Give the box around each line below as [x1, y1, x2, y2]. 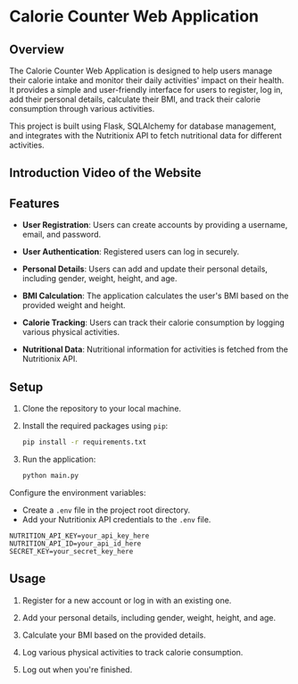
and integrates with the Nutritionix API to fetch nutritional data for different [9, 130, 283, 140]
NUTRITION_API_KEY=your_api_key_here [9, 531, 150, 540]
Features [9, 196, 60, 211]
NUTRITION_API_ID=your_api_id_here [9, 538, 142, 548]
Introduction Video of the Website [9, 165, 202, 180]
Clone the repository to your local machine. [21, 404, 181, 414]
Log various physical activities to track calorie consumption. [21, 646, 244, 657]
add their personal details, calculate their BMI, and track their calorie [9, 94, 261, 104]
